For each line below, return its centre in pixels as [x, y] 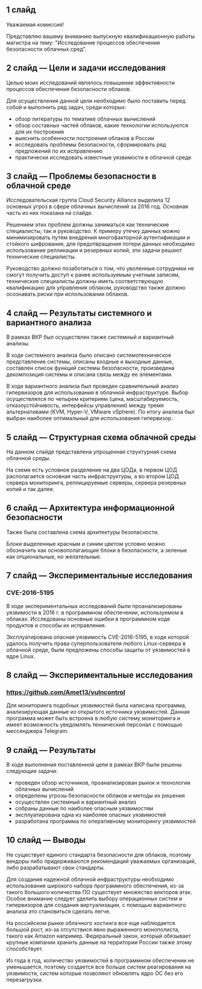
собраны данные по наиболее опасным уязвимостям [84, 808]
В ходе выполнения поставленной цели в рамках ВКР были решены [94, 765]
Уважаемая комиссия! [35, 24]
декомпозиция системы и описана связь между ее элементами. [90, 374]
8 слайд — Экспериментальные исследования [99, 675]
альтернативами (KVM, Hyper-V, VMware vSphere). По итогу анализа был [100, 412]
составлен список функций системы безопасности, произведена [90, 368]
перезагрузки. [25, 979]
